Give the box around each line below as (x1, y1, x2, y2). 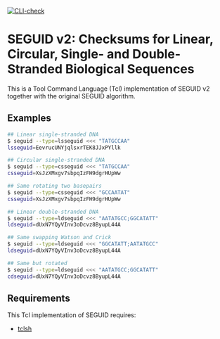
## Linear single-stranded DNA (7, 131, 99, 138)
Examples (7, 113, 51, 124)
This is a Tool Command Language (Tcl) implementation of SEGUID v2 (7, 84, 210, 93)
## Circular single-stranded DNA (7, 157, 105, 164)
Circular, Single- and (7, 46, 130, 63)
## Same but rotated (7, 260, 68, 267)
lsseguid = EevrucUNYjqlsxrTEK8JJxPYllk (7, 144, 121, 151)
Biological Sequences (65, 61, 195, 77)
